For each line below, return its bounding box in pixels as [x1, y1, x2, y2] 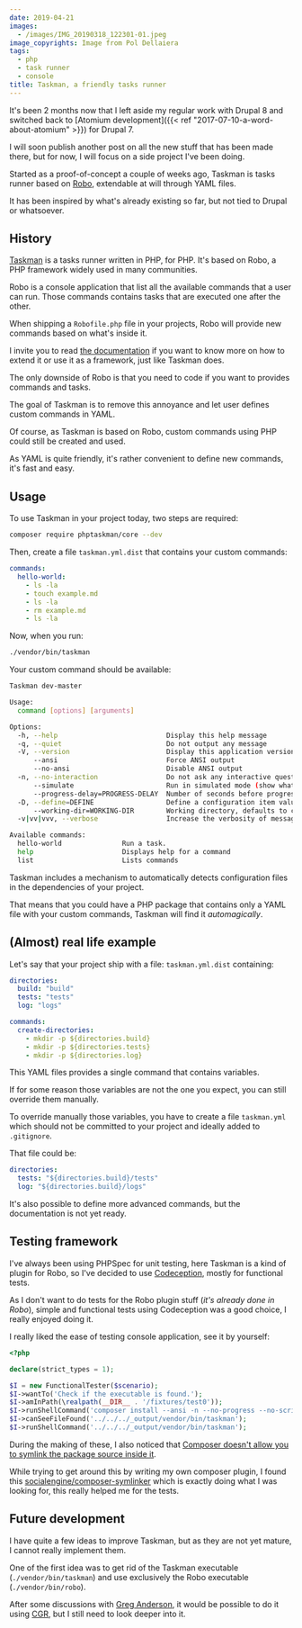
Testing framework [9, 1234, 119, 1249]
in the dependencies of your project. [9, 881, 145, 892]
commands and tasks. [9, 382, 92, 392]
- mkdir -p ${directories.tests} [25, 1042, 151, 1051]
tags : [9, 47, 30, 56]
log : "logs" [17, 1001, 63, 1011]
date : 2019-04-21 [9, 13, 75, 22]
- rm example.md [25, 606, 87, 615]
